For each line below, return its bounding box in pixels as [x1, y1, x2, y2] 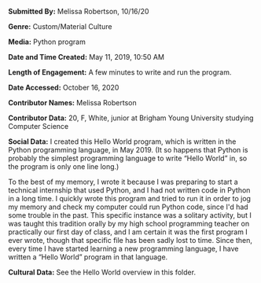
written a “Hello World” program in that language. [8, 252, 168, 262]
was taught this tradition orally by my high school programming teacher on [8, 219, 250, 228]
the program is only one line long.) [8, 162, 119, 171]
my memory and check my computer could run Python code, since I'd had [8, 202, 249, 211]
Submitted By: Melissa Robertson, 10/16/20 [8, 7, 149, 16]
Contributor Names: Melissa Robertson [8, 98, 137, 107]
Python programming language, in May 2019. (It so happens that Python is [8, 145, 248, 154]
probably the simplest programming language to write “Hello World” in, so [8, 153, 248, 163]
